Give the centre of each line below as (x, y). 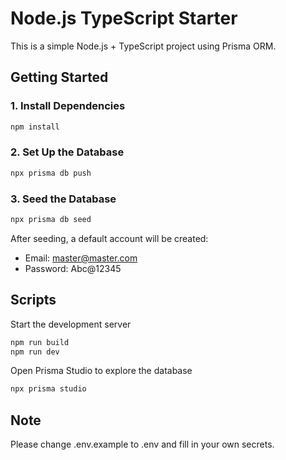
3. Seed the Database (63, 199)
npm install (35, 127)
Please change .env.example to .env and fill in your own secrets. (142, 444)
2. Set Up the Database (67, 152)
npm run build (40, 342)
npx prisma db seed (51, 219)
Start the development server (71, 324)
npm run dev (35, 352)
